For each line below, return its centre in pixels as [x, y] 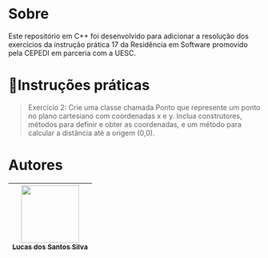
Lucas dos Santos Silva [50, 247]
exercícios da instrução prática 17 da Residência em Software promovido [128, 44]
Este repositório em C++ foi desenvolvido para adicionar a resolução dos [129, 36]
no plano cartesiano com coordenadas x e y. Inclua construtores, [135, 116]
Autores [36, 165]
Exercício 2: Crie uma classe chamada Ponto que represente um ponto [144, 107]
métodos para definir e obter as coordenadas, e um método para [135, 124]
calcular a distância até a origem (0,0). [91, 133]
